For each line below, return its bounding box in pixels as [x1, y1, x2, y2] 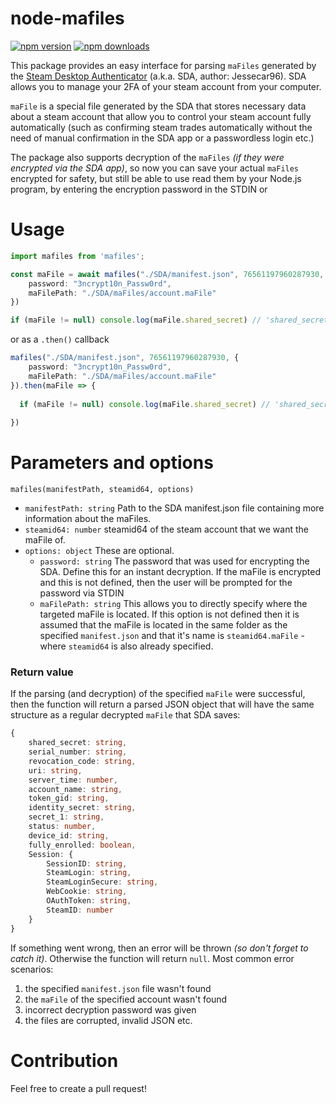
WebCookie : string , [46, 887, 128, 897]
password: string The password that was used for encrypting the [39, 555, 310, 567]
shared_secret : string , [28, 738, 128, 748]
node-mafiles [10, 7, 125, 30]
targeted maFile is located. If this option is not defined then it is [39, 608, 300, 621]
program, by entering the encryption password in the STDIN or [10, 183, 268, 195]
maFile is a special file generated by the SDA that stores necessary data [10, 100, 307, 112]
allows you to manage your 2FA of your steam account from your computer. [10, 80, 322, 92]
